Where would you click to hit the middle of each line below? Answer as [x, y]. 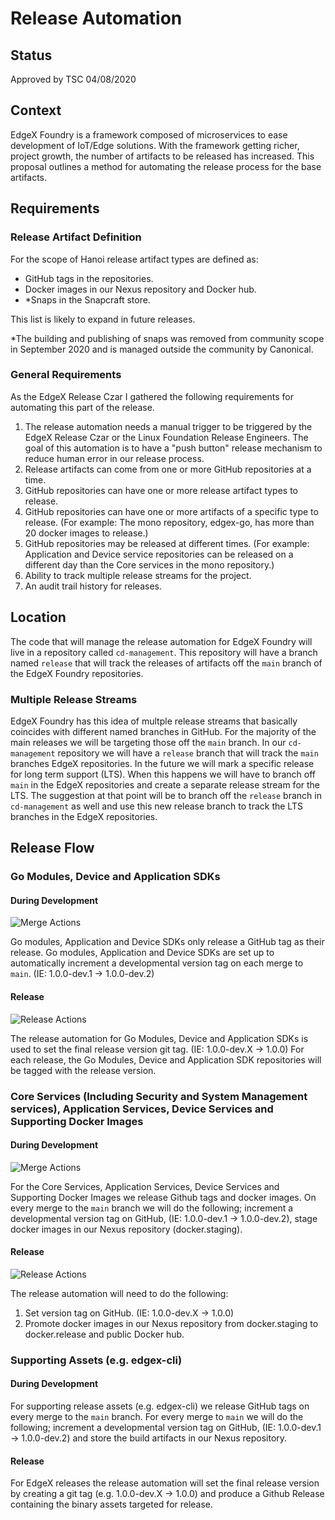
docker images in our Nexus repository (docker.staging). [126, 1229]
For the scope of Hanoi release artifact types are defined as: [134, 259]
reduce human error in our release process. [114, 458]
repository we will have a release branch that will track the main [188, 753]
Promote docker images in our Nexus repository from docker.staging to [171, 1323]
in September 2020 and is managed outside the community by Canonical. [162, 349]
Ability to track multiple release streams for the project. [138, 575]
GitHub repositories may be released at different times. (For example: [167, 543]
